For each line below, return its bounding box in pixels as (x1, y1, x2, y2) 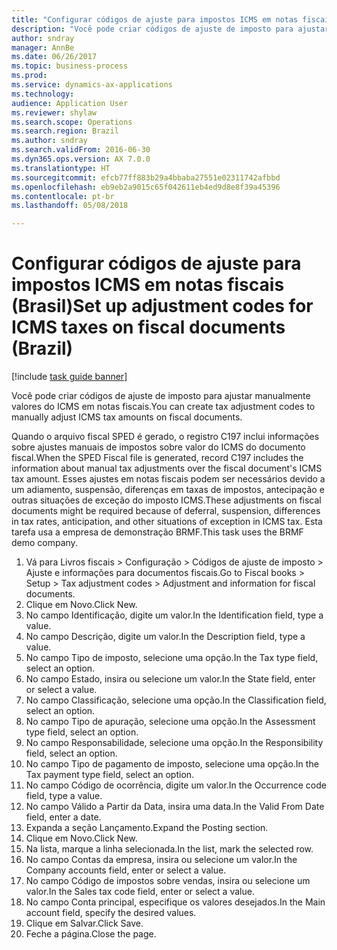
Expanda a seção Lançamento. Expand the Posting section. (25, 822, 269, 834)
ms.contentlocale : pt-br (11, 191, 115, 201)
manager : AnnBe (11, 42, 75, 53)
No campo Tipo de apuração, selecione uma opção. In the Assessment (25, 716, 316, 728)
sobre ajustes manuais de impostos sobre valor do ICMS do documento (11, 441, 306, 453)
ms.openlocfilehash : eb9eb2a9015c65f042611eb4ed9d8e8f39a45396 (11, 182, 281, 192)
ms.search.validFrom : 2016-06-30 (11, 145, 151, 155)
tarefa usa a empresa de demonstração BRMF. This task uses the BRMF (11, 526, 304, 538)
